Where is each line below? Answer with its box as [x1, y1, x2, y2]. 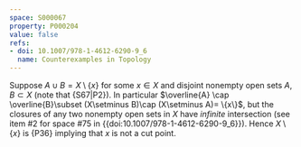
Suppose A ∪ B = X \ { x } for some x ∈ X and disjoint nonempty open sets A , [9, 80, 293, 90]
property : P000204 [9, 22, 79, 31]
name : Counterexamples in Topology [17, 55, 152, 64]
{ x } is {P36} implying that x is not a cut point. [9, 128, 176, 138]
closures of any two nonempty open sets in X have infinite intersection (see [9, 109, 291, 119]
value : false [9, 30, 59, 39]
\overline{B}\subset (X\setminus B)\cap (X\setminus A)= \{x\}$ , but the [9, 99, 274, 109]
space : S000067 [9, 13, 67, 23]
